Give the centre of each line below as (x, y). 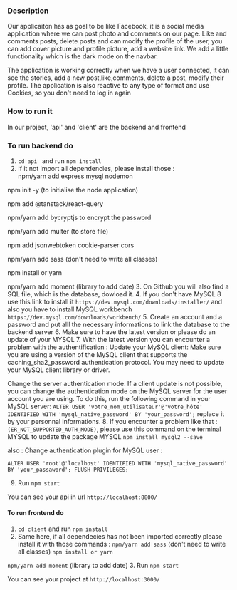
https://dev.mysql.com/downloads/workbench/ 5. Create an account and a (115, 316)
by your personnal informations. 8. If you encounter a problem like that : (112, 421)
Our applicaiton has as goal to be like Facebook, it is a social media (106, 26)
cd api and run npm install (59, 161)
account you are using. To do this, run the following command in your (109, 398)
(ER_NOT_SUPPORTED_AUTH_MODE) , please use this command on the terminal (114, 429)
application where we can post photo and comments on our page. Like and (117, 33)
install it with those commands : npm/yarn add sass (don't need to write (122, 544)
